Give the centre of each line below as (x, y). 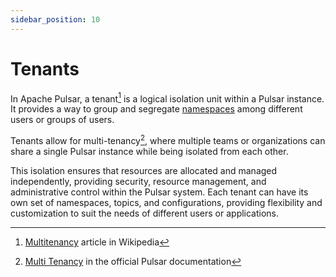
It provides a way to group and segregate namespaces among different (156, 109)
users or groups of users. (62, 120)
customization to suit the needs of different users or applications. (145, 213)
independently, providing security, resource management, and (138, 181)
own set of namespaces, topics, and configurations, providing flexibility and (166, 202)
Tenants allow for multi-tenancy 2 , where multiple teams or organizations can (168, 139)
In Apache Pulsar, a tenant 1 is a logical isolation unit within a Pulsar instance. (167, 98)
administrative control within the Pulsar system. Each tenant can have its (159, 192)
